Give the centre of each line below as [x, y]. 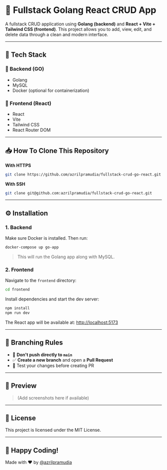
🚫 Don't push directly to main [42, 355]
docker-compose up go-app [32, 247]
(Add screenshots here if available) [53, 398]
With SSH [15, 184]
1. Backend [19, 227]
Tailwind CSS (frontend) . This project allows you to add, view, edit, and [79, 29]
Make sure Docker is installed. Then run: [46, 238]
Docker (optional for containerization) [51, 90]
